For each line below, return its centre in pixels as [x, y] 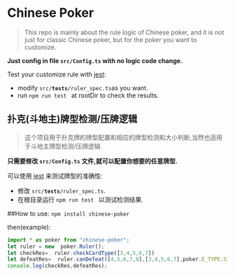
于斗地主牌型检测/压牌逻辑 [62, 146]
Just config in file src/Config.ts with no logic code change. [95, 60]
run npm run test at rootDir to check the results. [88, 95]
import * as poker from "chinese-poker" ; [69, 240]
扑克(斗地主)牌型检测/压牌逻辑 [72, 119]
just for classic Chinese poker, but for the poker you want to [111, 39]
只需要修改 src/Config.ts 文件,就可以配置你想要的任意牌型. [93, 161]
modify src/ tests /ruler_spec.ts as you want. [83, 88]
